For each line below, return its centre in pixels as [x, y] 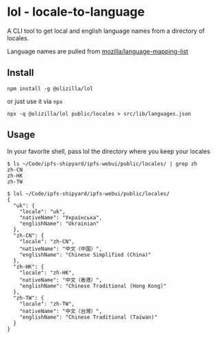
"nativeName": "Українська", [61, 217]
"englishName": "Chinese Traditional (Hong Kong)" [93, 286]
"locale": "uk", [43, 212]
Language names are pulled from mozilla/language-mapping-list [98, 51]
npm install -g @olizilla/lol [50, 89]
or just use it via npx [35, 101]
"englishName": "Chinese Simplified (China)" [86, 255]
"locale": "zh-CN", [47, 241]
